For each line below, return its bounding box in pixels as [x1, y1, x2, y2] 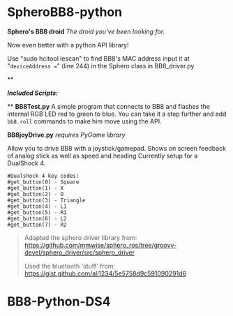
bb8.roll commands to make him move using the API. [7, 116, 162, 126]
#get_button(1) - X [7, 184, 64, 192]
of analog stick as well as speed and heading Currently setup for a [7, 151, 198, 160]
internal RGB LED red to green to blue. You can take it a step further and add [7, 110, 227, 118]
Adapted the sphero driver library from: [24, 233, 137, 241]
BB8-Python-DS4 [7, 294, 111, 310]
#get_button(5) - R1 [7, 209, 68, 216]
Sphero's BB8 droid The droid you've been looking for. [7, 27, 165, 36]
